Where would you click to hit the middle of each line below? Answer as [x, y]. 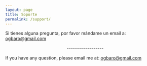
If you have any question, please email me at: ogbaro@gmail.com [73, 58]
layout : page [19, 10]
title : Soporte [21, 14]
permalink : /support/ [28, 19]
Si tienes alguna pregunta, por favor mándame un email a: [66, 33]
